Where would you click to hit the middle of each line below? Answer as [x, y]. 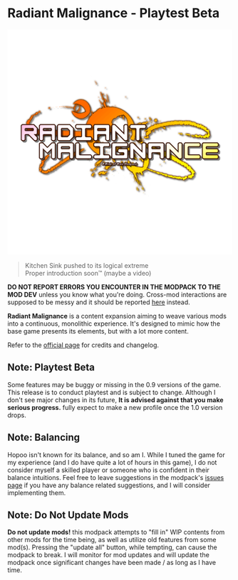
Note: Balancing [44, 437]
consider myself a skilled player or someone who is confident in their [109, 470]
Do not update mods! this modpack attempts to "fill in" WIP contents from [116, 532]
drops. [17, 415]
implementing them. [37, 492]
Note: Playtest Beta [51, 367]
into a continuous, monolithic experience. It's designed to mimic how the [114, 324]
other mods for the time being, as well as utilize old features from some [112, 540]
